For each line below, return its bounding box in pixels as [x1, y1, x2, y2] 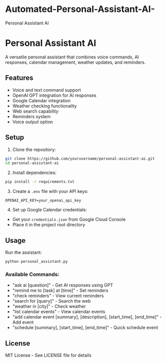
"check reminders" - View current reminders [12, 293, 104, 299]
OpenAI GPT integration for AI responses [12, 92, 97, 98]
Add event [12, 319, 34, 325]
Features [5, 74, 33, 82]
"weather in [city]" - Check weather [12, 303, 86, 310]
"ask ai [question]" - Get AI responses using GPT [12, 282, 113, 288]
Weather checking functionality [12, 103, 77, 109]
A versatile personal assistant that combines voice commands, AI [5, 54, 139, 60]
